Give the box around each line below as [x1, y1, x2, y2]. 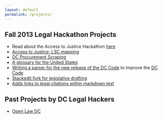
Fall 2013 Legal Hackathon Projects [4, 30, 116, 39]
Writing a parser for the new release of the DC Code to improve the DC [11, 65, 158, 71]
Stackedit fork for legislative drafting [11, 75, 87, 81]
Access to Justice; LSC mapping [11, 49, 79, 55]
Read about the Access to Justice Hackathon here [11, 43, 115, 50]
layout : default [4, 7, 38, 12]
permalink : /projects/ [4, 12, 52, 17]
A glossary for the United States [11, 59, 78, 65]
